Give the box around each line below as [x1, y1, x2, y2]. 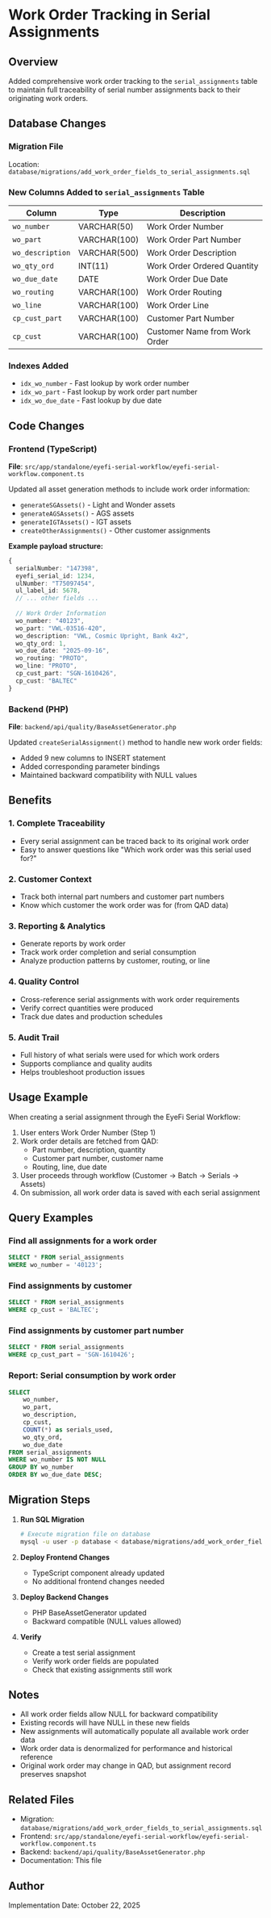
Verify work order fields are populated [31, 1656, 159, 1665]
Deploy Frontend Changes [19, 1552, 110, 1562]
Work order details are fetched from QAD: [19, 1136, 159, 1146]
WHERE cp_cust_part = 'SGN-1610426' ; [8, 1351, 135, 1359]
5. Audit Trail [8, 1031, 60, 1043]
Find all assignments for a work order [8, 1235, 157, 1247]
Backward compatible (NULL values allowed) [31, 1616, 181, 1626]
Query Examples [8, 1211, 94, 1225]
